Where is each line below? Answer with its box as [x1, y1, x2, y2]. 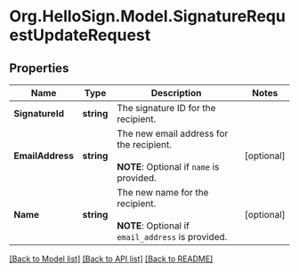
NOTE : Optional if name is [117, 161, 220, 172]
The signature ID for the [117, 102, 216, 114]
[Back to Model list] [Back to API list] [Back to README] [9, 253, 214, 264]
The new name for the [117, 187, 209, 198]
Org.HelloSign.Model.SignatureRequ [9, 6, 287, 27]
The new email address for [117, 127, 229, 140]
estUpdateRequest [9, 25, 151, 45]
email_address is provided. [117, 231, 228, 243]
